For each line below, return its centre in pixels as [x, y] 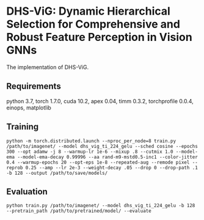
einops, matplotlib [29, 108]
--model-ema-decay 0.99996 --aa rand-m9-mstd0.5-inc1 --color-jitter [108, 157]
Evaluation [27, 192]
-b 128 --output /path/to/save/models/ [57, 173]
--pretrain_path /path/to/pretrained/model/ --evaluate [79, 211]
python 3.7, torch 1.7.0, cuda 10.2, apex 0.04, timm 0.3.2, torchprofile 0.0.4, [100, 101]
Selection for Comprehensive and [93, 24]
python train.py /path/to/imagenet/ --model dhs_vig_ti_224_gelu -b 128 [101, 206]
